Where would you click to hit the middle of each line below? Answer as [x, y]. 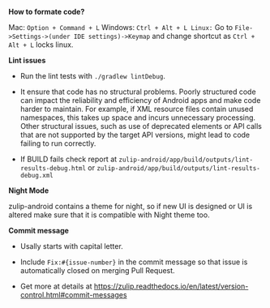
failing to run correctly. [58, 143]
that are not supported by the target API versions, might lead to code [135, 135]
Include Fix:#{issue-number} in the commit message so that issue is [134, 262]
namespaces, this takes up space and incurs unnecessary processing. [138, 118]
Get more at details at [56, 286]
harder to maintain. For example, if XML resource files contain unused [137, 109]
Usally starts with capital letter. [71, 246]
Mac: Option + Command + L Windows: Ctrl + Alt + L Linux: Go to [121, 27]
